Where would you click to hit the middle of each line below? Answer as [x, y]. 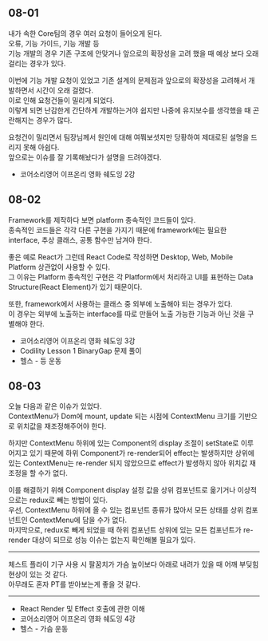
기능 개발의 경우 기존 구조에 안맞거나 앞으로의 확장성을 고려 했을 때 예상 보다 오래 [134, 53]
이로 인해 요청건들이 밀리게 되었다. [61, 100]
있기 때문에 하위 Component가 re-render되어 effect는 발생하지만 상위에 [142, 453]
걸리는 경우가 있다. [37, 63]
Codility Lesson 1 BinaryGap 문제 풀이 [81, 350]
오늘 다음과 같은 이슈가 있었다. [55, 406]
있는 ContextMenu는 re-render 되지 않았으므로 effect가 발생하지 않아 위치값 [128, 463]
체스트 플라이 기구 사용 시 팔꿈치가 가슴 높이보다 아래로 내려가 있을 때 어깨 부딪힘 [134, 564]
